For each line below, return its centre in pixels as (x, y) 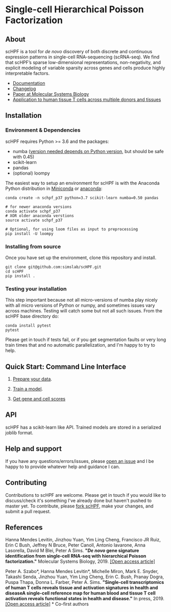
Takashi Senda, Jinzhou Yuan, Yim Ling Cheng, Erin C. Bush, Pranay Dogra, (85, 577)
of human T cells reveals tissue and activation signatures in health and (82, 588)
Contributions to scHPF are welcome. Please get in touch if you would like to (86, 495)
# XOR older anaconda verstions (40, 216)
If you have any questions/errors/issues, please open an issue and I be (80, 461)
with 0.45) (23, 157)
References (24, 527)
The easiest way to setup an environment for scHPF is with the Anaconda (82, 183)
